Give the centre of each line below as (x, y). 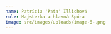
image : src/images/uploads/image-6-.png (56, 22)
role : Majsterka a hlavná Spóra (45, 17)
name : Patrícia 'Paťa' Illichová (46, 11)
